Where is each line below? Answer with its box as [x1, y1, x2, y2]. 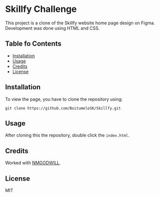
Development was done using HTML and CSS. [5, 25, 100, 31]
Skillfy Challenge [5, 3, 77, 15]
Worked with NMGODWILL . [5, 160, 61, 166]
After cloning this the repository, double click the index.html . [5, 132, 130, 138]
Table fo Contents [5, 40, 62, 48]
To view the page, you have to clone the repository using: [5, 96, 123, 102]
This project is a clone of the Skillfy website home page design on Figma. [5, 20, 155, 26]
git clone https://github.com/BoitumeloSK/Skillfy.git [5, 106, 121, 111]
